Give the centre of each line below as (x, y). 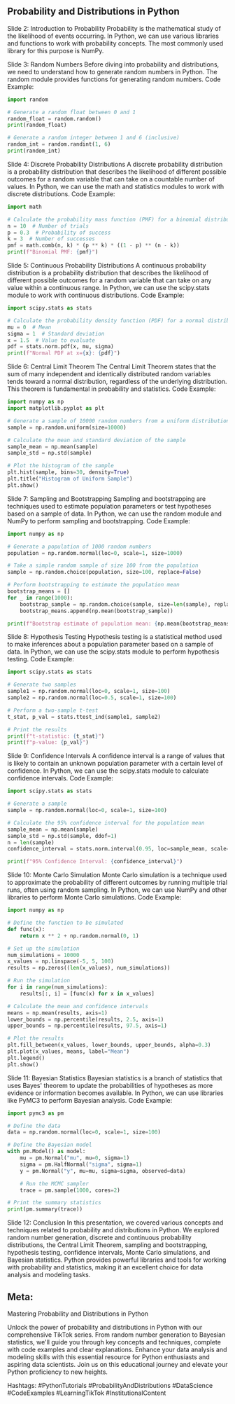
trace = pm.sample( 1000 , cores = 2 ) (70, 1190)
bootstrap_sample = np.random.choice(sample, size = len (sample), (115, 604)
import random (28, 99)
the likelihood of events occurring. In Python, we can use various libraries (113, 36)
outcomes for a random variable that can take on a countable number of (111, 179)
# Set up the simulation (43, 949)
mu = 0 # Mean (29, 327)
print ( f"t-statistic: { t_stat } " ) (56, 736)
